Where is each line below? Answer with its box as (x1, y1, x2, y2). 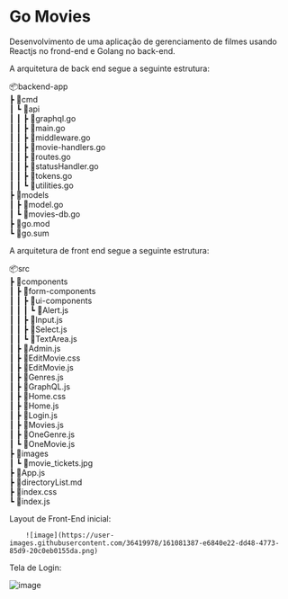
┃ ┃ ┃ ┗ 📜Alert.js (9, 304, 69, 316)
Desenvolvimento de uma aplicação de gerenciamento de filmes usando (9, 36, 277, 47)
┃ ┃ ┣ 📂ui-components (9, 295, 93, 306)
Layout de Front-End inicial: (9, 513, 112, 523)
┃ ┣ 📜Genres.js (9, 371, 65, 382)
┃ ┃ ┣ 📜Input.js (9, 314, 63, 325)
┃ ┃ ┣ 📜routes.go (9, 151, 72, 162)
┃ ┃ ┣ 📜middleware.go (9, 132, 91, 143)
